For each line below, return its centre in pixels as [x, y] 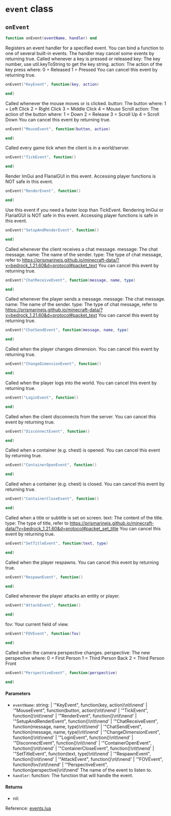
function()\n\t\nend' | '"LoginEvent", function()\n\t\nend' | [73, 737]
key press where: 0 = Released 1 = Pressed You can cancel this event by [81, 69]
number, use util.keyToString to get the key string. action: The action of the [84, 64]
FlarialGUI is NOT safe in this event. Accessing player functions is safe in [82, 215]
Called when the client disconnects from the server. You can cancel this [81, 416]
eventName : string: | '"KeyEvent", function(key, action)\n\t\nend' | [80, 705]
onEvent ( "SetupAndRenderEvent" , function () [52, 230]
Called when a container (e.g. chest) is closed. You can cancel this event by [85, 484]
